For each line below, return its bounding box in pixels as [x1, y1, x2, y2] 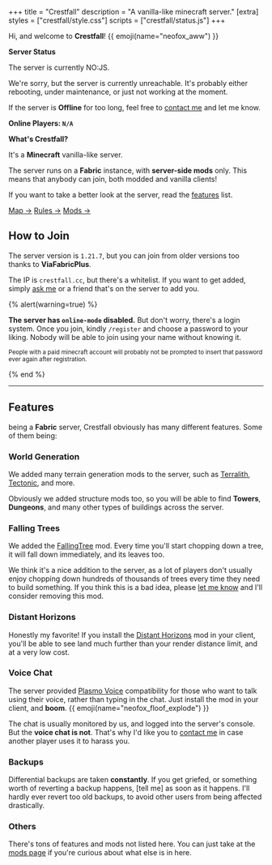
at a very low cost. [8, 647, 70, 656]
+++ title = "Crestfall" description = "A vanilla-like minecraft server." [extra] [8, 7, 259, 16]
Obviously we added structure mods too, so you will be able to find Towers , [8, 493, 261, 503]
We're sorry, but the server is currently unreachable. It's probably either [8, 79, 249, 88]
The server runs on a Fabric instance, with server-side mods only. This [8, 166, 248, 175]
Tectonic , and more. [8, 478, 75, 488]
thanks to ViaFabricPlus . [8, 259, 91, 269]
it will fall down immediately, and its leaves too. [8, 549, 165, 559]
